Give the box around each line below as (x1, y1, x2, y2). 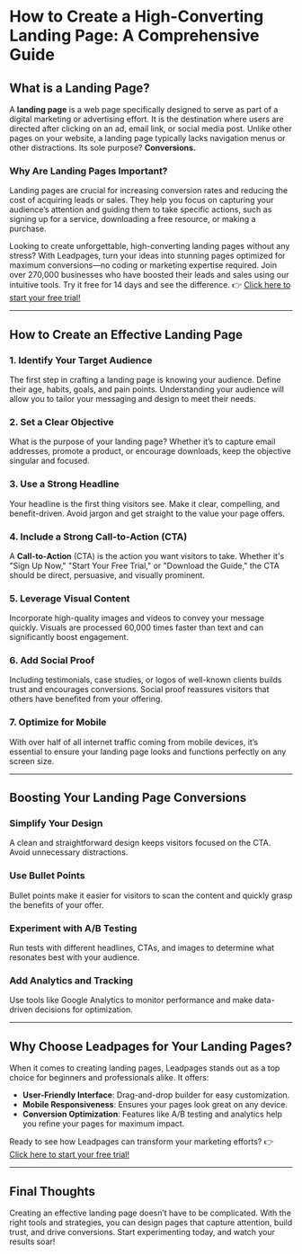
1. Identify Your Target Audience (9, 353, 153, 366)
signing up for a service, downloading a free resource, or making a (9, 214, 256, 225)
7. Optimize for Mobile (9, 716, 107, 729)
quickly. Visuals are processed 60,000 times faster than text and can (9, 622, 264, 633)
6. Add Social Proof (9, 654, 95, 667)
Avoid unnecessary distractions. (9, 847, 129, 858)
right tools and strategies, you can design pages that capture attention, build (9, 1216, 293, 1228)
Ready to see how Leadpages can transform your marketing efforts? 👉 (9, 1136, 274, 1147)
